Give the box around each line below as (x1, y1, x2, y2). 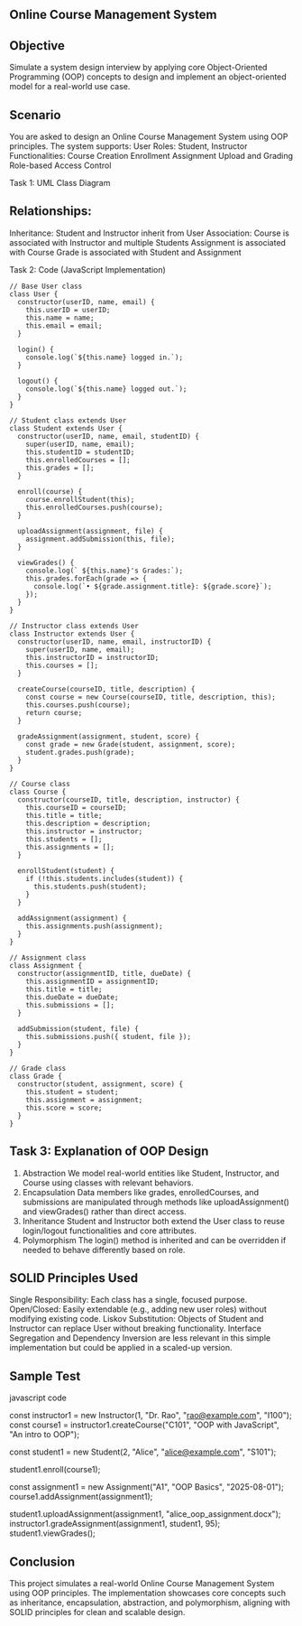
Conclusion (9, 1554, 76, 1569)
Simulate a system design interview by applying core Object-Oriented (9, 62, 268, 73)
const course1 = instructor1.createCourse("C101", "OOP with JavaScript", (9, 1419, 279, 1430)
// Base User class (9, 282, 83, 291)
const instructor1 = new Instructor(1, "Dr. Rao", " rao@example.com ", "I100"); (9, 1410, 292, 1421)
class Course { (9, 787, 67, 796)
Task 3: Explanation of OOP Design (9, 1144, 209, 1159)
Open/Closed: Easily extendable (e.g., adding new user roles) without (9, 1304, 268, 1315)
